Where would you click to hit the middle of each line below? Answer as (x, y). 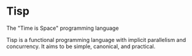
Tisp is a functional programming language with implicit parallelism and (96, 40)
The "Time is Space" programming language (63, 28)
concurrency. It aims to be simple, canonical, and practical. (81, 46)
